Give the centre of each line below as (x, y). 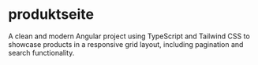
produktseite (51, 14)
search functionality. (41, 52)
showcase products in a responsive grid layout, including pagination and (126, 44)
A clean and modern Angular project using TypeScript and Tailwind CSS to (129, 36)
